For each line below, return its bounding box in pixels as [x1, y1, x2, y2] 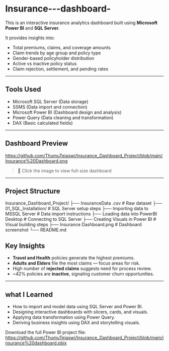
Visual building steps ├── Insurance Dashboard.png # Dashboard [5, 222, 142, 228]
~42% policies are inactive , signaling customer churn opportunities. [12, 271, 154, 277]
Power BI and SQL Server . [5, 25, 60, 31]
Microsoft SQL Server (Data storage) [12, 99, 89, 105]
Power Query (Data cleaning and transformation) [12, 114, 114, 121]
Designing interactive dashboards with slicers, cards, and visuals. [12, 309, 148, 315]
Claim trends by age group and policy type [12, 50, 101, 56]
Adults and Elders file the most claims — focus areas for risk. [12, 260, 140, 267]
